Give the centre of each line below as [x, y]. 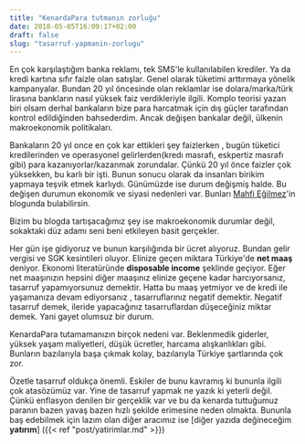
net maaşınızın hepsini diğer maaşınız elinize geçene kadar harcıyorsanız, [147, 278]
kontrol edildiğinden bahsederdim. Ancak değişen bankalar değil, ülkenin [146, 118]
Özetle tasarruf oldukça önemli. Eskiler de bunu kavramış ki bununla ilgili [146, 381]
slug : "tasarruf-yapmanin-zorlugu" [77, 43]
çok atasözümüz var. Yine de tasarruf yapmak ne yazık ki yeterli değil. [141, 391]
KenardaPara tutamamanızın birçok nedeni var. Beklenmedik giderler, [139, 334]
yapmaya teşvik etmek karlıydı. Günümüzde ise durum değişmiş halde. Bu [148, 185]
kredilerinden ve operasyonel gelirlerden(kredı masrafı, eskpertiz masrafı [147, 155]
